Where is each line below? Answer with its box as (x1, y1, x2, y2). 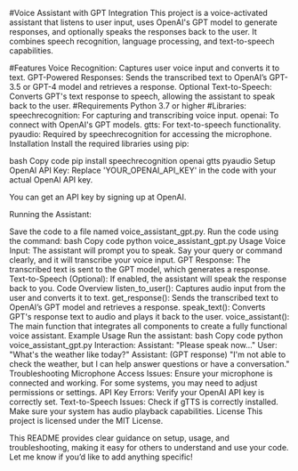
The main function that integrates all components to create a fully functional (9, 321, 287, 331)
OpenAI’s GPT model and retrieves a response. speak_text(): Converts (9, 302, 266, 313)
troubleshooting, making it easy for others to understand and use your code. (9, 443, 289, 452)
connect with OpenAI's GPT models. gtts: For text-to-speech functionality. (9, 119, 282, 130)
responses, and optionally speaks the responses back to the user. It (9, 27, 257, 37)
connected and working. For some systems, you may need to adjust (9, 378, 258, 388)
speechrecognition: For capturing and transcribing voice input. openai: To (9, 110, 279, 120)
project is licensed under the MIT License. (9, 416, 164, 426)
